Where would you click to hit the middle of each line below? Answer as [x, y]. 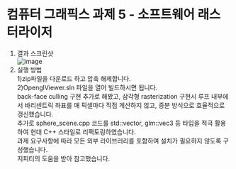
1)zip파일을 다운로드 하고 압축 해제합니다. [74, 78]
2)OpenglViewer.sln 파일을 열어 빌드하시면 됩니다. [87, 87]
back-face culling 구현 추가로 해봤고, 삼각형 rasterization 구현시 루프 [113, 96]
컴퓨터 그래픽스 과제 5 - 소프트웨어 [101, 15]
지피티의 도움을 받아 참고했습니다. [63, 158]
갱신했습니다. [35, 114]
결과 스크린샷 [35, 53]
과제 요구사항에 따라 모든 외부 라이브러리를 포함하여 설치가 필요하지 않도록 [119, 141]
